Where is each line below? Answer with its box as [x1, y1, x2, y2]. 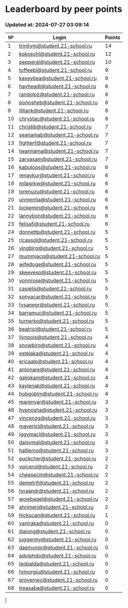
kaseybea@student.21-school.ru [19, 75, 97, 82]
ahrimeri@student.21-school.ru [19, 504, 94, 511]
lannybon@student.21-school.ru [19, 213, 96, 220]
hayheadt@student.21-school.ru [19, 83, 96, 90]
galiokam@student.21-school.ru [19, 374, 96, 381]
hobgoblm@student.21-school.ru [19, 390, 98, 397]
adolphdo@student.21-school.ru [19, 552, 97, 559]
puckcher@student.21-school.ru [19, 455, 97, 462]
